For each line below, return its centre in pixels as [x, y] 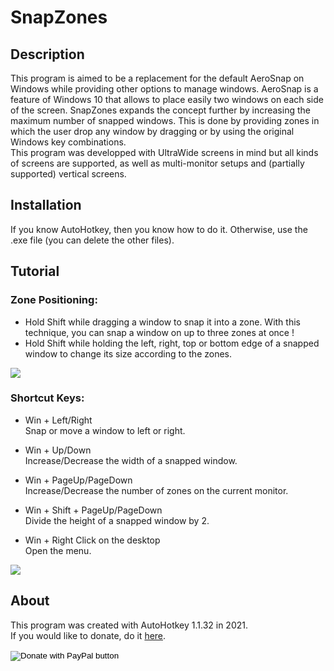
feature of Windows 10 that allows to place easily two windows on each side [167, 99]
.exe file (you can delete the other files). [92, 240]
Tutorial [35, 271]
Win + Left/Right [58, 420]
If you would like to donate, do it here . [88, 635]
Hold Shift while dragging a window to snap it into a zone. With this [162, 322]
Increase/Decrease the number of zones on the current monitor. [156, 490]
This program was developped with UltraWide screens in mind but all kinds [164, 152]
